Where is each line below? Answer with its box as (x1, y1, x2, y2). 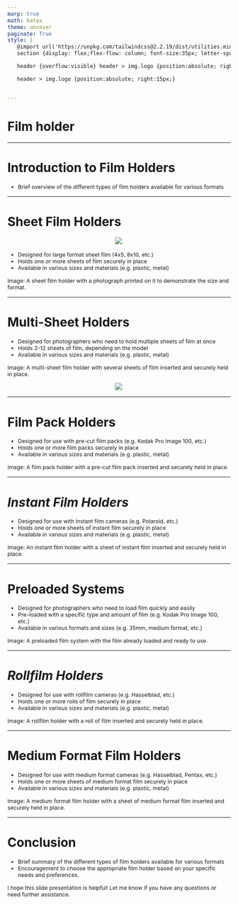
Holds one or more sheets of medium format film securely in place (17, 778, 188, 786)
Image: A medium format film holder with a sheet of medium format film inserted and (7, 798, 225, 805)
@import (16, 43, 40, 50)
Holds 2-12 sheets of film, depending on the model (17, 344, 149, 351)
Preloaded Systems (7, 581, 125, 597)
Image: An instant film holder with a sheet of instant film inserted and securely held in (7, 543, 227, 551)
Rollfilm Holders (7, 667, 104, 684)
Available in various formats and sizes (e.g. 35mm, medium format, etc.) (17, 624, 203, 632)
